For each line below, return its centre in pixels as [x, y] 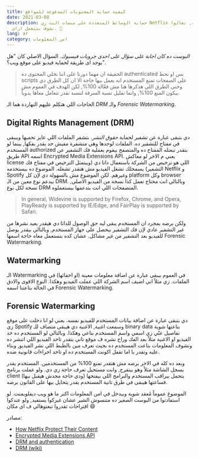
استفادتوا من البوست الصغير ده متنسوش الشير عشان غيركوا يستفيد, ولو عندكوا [93, 400]
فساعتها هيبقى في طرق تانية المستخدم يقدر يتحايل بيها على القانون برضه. [87, 382]
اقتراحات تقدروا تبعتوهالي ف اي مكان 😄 [51, 406]
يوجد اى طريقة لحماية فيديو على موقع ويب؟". [56, 62]
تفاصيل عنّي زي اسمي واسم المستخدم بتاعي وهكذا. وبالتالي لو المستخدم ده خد [93, 333]
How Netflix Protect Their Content [56, 429]
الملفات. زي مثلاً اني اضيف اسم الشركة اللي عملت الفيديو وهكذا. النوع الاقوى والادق [98, 281]
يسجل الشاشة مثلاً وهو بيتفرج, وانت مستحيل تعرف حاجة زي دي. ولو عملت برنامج [95, 370]
